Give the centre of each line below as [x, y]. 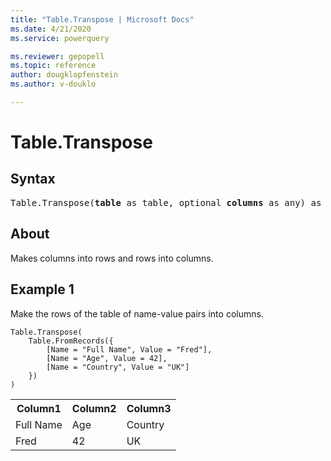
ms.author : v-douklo [53, 84]
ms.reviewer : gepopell [57, 56]
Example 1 [42, 289]
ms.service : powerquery [60, 38]
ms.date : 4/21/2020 [51, 29]
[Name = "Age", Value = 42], [107, 358]
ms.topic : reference [53, 66]
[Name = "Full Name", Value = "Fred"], [129, 349]
